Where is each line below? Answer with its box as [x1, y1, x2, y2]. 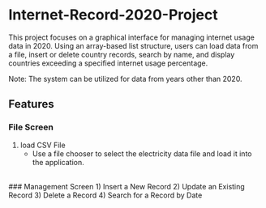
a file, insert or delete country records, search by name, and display [8, 49, 235, 59]
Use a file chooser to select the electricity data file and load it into [32, 148, 252, 159]
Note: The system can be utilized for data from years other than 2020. [8, 74, 242, 83]
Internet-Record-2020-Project [8, 6, 218, 24]
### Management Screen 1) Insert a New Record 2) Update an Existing [8, 181, 245, 191]
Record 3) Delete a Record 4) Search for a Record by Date [8, 190, 203, 200]
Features [8, 97, 54, 111]
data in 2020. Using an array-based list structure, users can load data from [8, 40, 259, 50]
